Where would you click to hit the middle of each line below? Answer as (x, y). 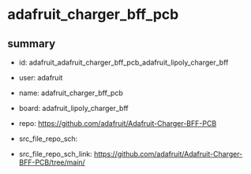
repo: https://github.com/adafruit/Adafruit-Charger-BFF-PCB (118, 123)
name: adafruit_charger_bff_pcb (71, 93)
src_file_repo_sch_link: (55, 154)
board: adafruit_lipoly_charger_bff (73, 108)
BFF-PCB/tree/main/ (52, 162)
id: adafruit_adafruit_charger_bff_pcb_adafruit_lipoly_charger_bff (124, 62)
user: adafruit (41, 78)
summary (32, 44)
